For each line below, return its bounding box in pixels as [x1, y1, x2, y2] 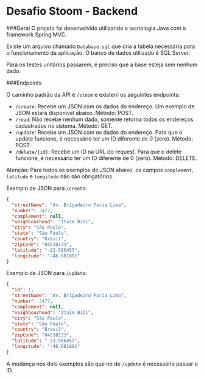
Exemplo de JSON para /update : [6, 269, 87, 277]
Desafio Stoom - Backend [6, 4, 138, 18]
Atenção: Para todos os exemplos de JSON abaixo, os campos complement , [6, 166, 194, 173]
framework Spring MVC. [6, 30, 67, 38]
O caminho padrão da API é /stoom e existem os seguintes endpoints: [6, 91, 180, 98]
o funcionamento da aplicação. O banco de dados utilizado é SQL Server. [6, 49, 191, 56]
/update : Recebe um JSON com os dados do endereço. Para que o [15, 128, 183, 136]
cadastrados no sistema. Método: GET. [15, 122, 113, 129]
